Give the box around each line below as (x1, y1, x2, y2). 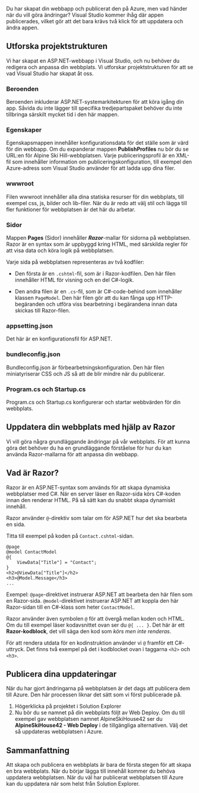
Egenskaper (6, 126, 42, 134)
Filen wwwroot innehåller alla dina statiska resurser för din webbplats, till (6, 193, 184, 200)
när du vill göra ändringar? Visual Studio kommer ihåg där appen (6, 11, 164, 18)
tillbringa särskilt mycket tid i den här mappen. (6, 111, 119, 118)
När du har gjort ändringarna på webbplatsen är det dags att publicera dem (6, 685, 191, 692)
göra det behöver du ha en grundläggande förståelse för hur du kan (6, 444, 172, 451)
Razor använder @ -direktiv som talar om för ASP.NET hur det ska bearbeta (6, 514, 187, 521)
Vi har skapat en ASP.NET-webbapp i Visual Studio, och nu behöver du (6, 57, 180, 64)
